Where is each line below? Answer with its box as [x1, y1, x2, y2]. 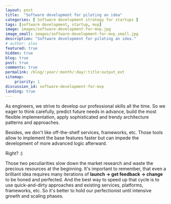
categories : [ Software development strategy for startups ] [5, 17, 139, 22]
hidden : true [5, 50, 33, 55]
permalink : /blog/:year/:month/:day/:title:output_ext [5, 70, 125, 75]
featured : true [5, 46, 38, 51]
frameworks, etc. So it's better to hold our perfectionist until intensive [5, 187, 152, 193]
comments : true [5, 65, 38, 70]
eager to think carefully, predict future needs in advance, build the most [5, 108, 157, 115]
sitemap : [5, 75, 24, 80]
